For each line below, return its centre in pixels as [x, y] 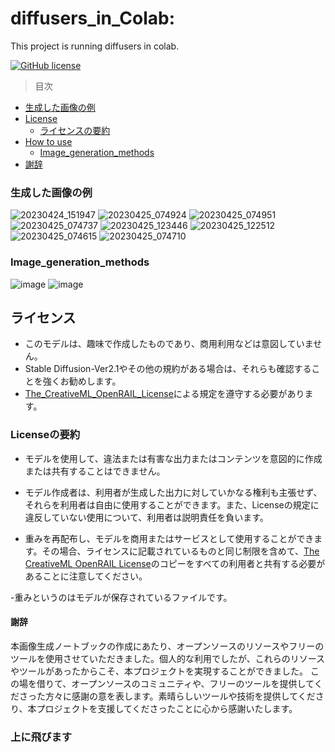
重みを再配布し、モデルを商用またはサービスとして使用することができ [169, 538]
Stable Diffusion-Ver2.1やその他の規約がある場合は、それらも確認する [168, 369]
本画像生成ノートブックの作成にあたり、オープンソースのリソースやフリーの [167, 646]
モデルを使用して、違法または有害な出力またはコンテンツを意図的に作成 [173, 458]
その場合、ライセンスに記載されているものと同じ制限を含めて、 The [180, 551]
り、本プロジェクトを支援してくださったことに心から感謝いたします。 [154, 708]
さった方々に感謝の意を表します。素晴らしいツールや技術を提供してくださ [171, 696]
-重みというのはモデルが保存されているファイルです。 [121, 597]
